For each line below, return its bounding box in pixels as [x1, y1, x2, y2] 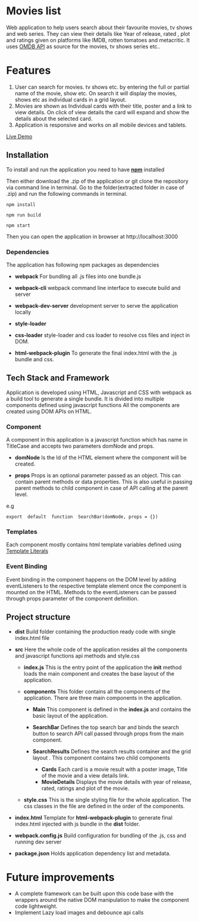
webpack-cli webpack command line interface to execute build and [14, 284, 181, 291]
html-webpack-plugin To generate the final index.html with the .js [14, 349, 177, 357]
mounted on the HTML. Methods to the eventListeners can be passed [6, 588, 177, 596]
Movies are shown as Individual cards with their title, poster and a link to [14, 102, 192, 110]
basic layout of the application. [32, 712, 108, 719]
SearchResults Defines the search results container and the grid [32, 748, 191, 755]
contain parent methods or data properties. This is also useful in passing [14, 478, 193, 486]
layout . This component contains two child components [32, 754, 171, 761]
